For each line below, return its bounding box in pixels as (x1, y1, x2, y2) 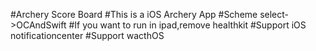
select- (259, 9, 290, 20)
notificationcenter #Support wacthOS (10, 30, 165, 41)
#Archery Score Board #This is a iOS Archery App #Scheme (10, 9, 258, 20)
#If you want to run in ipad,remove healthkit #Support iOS (68, 19, 307, 31)
